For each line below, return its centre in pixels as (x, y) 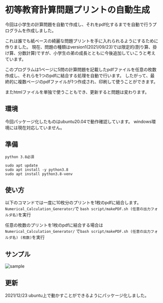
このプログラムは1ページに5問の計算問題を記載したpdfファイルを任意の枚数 (81, 69)
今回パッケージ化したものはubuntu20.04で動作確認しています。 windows (78, 121)
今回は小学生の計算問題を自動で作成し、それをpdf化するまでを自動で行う (79, 24)
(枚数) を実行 (33, 237)
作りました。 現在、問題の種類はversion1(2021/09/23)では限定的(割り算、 (79, 47)
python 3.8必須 (20, 157)
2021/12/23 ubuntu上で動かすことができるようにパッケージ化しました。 (77, 295)
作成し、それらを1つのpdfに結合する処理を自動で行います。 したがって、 (78, 76)
